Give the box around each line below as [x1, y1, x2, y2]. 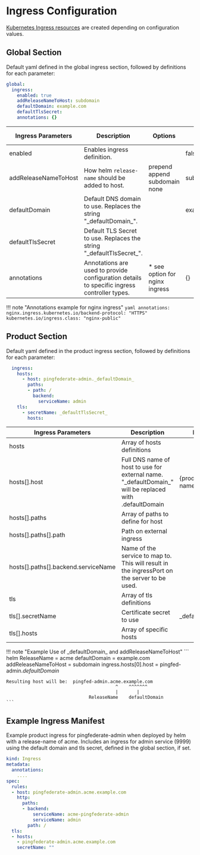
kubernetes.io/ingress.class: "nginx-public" [6, 315, 121, 321]
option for [148, 269, 176, 278]
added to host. [84, 181, 125, 189]
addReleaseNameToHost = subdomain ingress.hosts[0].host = [6, 661, 159, 668]
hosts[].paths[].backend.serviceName [9, 563, 116, 571]
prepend [148, 162, 173, 171]
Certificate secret [121, 608, 171, 617]
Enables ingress [84, 145, 129, 153]
